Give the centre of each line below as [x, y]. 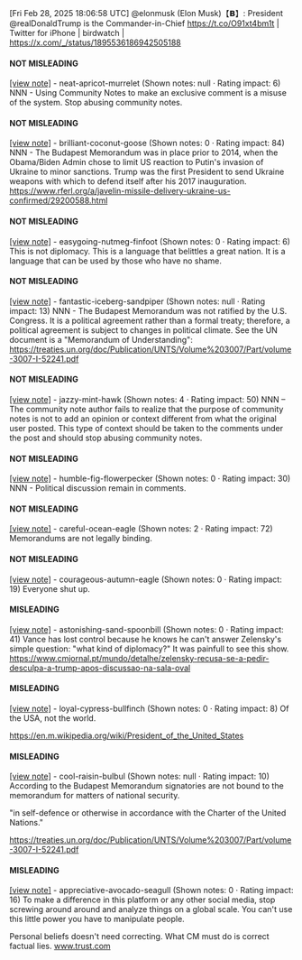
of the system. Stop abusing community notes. [96, 103]
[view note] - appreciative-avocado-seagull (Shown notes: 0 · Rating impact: [151, 891]
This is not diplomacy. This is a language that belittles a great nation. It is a [147, 251]
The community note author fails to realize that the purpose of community [146, 410]
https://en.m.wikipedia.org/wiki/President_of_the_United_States [127, 736]
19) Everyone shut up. [50, 588]
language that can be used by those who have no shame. [116, 261]
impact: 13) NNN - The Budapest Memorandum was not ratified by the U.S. [148, 310]
